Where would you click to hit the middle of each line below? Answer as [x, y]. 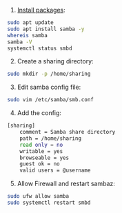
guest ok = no [40, 164]
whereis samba [28, 35]
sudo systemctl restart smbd [49, 203]
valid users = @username [55, 171]
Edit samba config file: [49, 87]
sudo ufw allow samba [38, 196]
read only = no [41, 145]
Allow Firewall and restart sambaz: [66, 184]
